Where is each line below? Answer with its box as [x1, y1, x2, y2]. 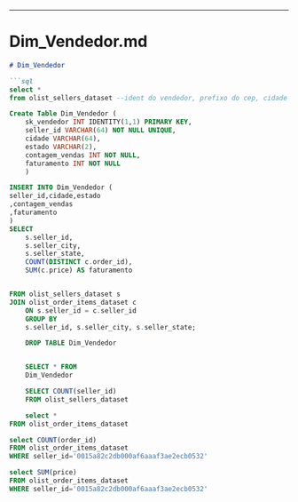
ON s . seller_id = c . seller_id [25, 306, 137, 315]
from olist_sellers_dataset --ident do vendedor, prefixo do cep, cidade [9, 93, 288, 102]
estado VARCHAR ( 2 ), [25, 142, 98, 151]
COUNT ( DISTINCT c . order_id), [25, 258, 133, 267]
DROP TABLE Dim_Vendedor [25, 339, 117, 347]
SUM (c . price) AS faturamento [25, 266, 133, 275]
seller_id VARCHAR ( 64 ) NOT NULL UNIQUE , [25, 126, 176, 135]
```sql [9, 76, 34, 85]
